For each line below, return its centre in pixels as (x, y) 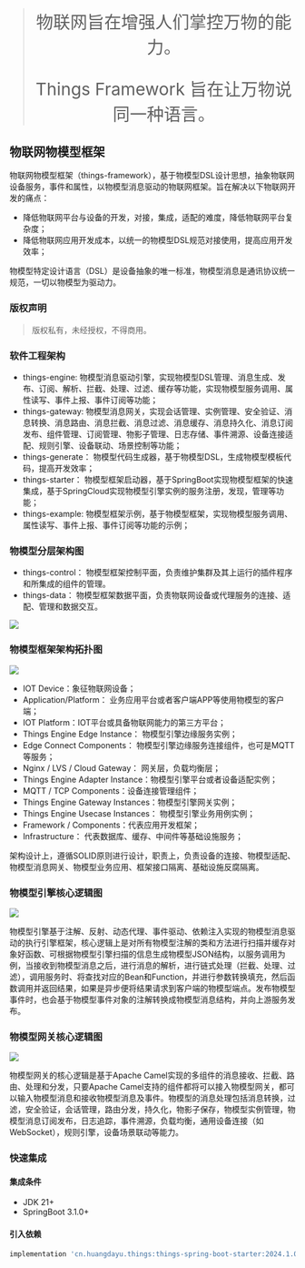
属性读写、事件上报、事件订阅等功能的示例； (106, 525)
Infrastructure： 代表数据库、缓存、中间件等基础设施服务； (133, 836)
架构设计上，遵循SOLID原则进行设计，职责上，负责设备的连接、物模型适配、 (152, 856)
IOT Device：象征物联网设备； (79, 688)
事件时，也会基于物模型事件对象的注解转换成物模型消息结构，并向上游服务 (148, 999)
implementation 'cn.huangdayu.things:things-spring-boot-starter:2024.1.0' (156, 1254)
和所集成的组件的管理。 (66, 584)
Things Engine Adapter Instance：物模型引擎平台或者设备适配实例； (150, 779)
